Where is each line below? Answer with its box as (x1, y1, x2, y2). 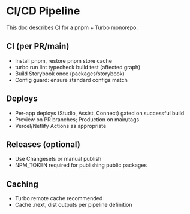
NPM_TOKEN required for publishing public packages (14, 161, 147, 169)
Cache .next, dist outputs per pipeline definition (14, 201, 133, 209)
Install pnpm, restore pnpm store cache (14, 57, 113, 64)
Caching (6, 179, 39, 189)
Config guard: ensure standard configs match (14, 76, 128, 83)
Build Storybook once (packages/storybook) (14, 70, 125, 77)
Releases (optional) (6, 139, 81, 149)
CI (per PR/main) (6, 41, 70, 51)
